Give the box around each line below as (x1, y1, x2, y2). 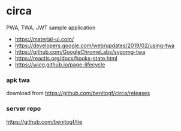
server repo (6, 105, 41, 113)
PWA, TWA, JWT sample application (6, 24, 96, 31)
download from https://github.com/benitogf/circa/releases (6, 90, 150, 97)
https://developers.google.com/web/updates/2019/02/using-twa (14, 42, 175, 49)
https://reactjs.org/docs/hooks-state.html (14, 54, 118, 62)
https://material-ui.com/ (14, 35, 74, 42)
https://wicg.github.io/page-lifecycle (14, 61, 105, 68)
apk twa (6, 76, 30, 84)
